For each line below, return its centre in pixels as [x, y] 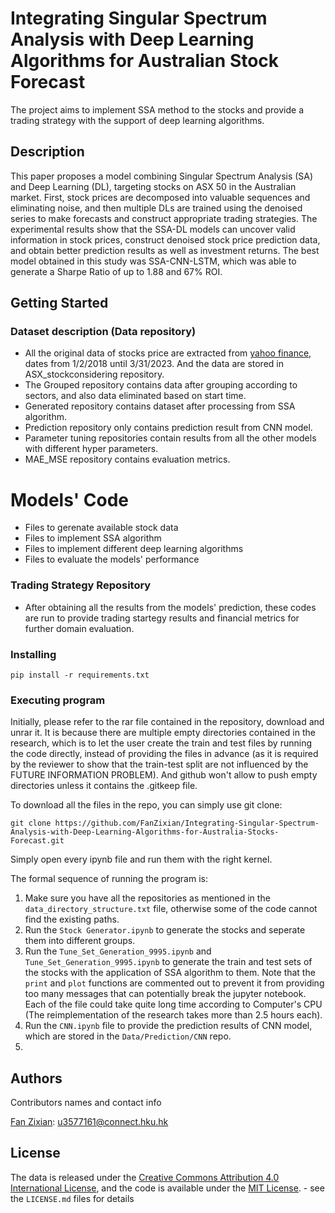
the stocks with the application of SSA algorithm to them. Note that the [170, 973]
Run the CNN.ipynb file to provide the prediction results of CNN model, [168, 1026]
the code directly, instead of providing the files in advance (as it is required [164, 754]
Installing [33, 654]
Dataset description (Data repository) [103, 332]
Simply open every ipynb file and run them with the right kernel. [141, 859]
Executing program [58, 700]
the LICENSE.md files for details [72, 1198]
